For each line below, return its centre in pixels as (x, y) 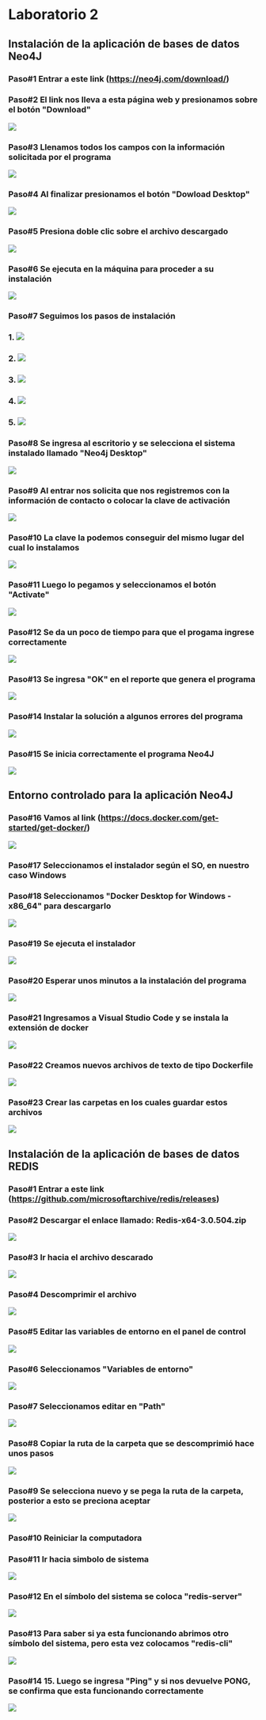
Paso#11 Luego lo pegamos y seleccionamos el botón (112, 585)
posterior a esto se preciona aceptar (79, 1501)
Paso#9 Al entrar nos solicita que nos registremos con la (119, 490)
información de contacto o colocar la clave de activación (119, 500)
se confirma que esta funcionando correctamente (106, 1691)
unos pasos (31, 1453)
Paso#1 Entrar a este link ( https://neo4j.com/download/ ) (119, 78)
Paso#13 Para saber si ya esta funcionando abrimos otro (119, 1634)
